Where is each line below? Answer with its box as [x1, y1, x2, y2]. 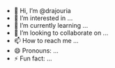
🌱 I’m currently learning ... [13, 22, 89, 29]
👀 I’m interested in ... [13, 14, 73, 22]
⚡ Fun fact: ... [13, 54, 52, 62]
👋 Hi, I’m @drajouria [13, 7, 71, 15]
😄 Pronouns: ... [13, 46, 59, 55]
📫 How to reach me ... [13, 37, 79, 44]
